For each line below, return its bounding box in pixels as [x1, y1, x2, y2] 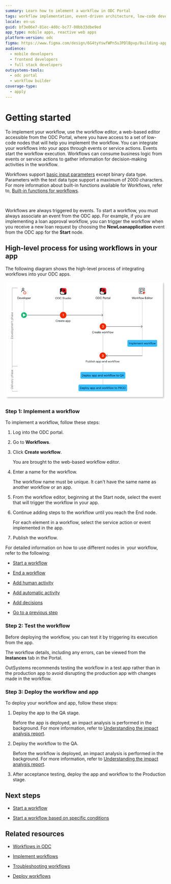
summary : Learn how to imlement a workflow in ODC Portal [5, 8, 131, 13]
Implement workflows [12, 853, 59, 859]
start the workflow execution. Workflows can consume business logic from [5, 150, 162, 156]
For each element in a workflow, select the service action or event [12, 519, 151, 526]
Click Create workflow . [12, 449, 62, 455]
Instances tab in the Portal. [5, 654, 63, 661]
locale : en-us [5, 19, 36, 24]
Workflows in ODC [12, 843, 52, 849]
